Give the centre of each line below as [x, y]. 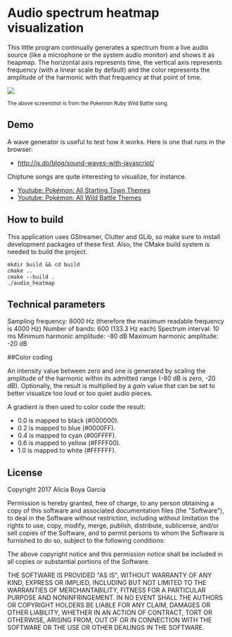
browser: [20, 149]
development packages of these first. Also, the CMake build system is [109, 244]
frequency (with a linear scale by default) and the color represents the [109, 70]
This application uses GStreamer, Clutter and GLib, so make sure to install [114, 236]
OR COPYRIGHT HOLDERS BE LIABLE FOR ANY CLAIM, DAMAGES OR [109, 605]
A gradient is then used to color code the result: [76, 407]
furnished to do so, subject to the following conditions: [86, 541]
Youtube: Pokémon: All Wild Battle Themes [79, 198]
